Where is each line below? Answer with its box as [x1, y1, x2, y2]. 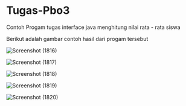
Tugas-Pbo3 [6, 4, 70, 17]
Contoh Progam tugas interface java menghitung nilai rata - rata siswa [6, 23, 181, 31]
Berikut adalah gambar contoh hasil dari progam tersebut [6, 35, 149, 42]
